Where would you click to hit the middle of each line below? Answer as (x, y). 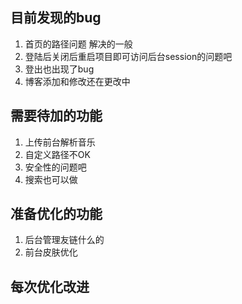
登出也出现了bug (59, 69)
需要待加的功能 (56, 116)
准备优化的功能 (56, 214)
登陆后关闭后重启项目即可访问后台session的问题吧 (128, 56)
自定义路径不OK (57, 154)
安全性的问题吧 (55, 167)
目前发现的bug (56, 18)
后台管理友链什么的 (64, 240)
